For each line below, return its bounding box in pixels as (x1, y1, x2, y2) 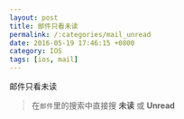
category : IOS (9, 47, 63, 56)
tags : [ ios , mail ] (9, 55, 78, 64)
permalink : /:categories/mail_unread (9, 30, 152, 39)
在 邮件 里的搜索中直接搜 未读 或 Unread (31, 100, 176, 111)
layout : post (9, 13, 59, 23)
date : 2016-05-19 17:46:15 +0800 (9, 38, 135, 48)
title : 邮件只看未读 (9, 22, 78, 31)
